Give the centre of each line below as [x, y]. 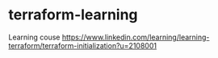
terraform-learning [73, 15]
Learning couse [34, 37]
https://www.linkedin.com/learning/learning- [136, 37]
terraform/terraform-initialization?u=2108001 [83, 45]
